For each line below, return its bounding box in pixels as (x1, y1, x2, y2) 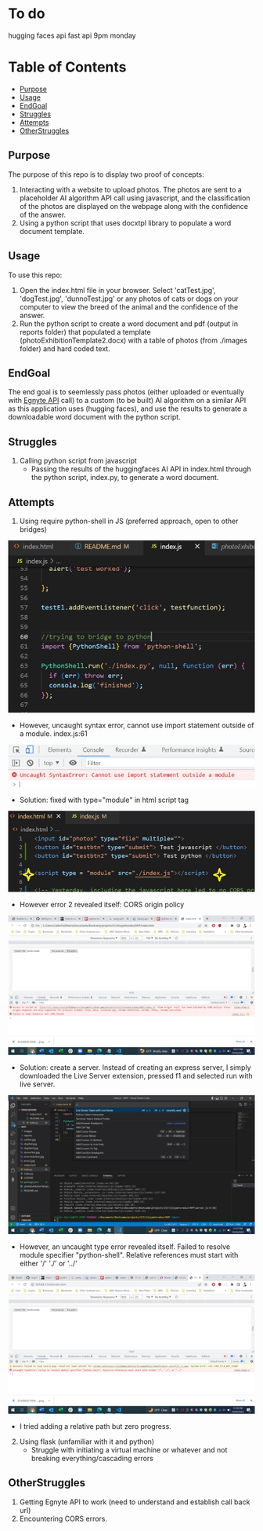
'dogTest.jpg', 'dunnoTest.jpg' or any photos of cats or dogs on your (19, 294, 239, 303)
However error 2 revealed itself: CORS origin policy (19, 900, 185, 910)
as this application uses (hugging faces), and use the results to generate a (8, 404, 247, 413)
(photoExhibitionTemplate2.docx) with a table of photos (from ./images (19, 335, 248, 345)
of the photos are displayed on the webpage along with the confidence (19, 201, 249, 211)
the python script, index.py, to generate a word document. (31, 473, 219, 482)
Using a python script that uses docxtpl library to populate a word (19, 218, 232, 228)
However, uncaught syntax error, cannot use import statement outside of (19, 720, 254, 730)
